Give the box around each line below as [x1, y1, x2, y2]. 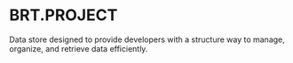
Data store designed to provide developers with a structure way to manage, [9, 34, 286, 45]
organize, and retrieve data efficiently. [9, 43, 148, 53]
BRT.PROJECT [9, 5, 118, 25]
